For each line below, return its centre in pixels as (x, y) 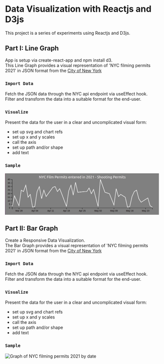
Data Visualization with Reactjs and (78, 9)
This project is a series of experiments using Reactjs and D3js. (68, 33)
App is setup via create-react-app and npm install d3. (59, 60)
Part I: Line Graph (32, 48)
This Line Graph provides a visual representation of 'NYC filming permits (78, 65)
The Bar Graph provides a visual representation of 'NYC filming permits (77, 245)
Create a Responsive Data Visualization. (45, 240)
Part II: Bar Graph (32, 228)
